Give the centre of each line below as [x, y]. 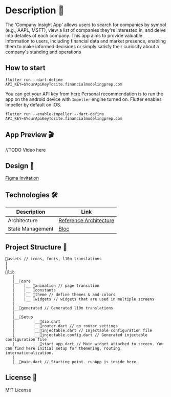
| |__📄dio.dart [36, 322]
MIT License [18, 390]
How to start [25, 68]
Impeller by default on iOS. [33, 105]
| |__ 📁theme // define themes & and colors [64, 295]
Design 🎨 [20, 166]
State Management [31, 229]
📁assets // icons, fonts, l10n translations [54, 259]
